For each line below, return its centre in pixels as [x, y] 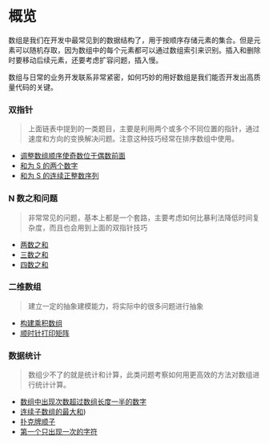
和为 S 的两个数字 [49, 166]
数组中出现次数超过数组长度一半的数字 [83, 402]
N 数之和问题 [33, 198]
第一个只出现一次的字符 [58, 432]
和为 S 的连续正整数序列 [59, 176]
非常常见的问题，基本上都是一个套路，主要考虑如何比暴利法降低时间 [140, 218]
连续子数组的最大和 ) [53, 412]
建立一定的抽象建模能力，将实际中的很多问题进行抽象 [116, 306]
